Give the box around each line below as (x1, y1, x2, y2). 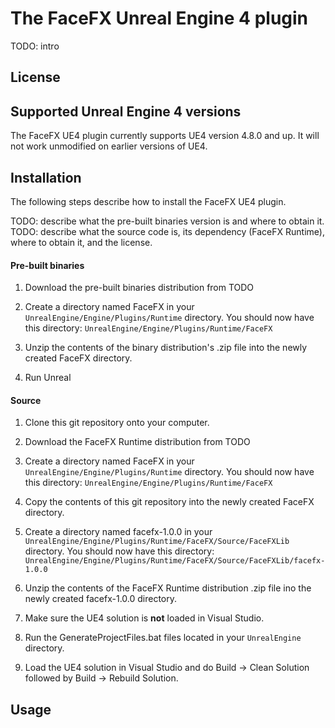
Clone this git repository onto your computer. (24, 417, 210, 429)
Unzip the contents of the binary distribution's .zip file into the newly (24, 342, 308, 354)
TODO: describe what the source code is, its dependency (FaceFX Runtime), (10, 225, 325, 237)
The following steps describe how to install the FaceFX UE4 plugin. (10, 195, 287, 207)
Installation (10, 169, 82, 186)
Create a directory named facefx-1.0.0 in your (24, 526, 213, 538)
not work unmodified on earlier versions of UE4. (10, 140, 208, 152)
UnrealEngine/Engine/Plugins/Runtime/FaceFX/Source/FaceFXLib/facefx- (24, 556, 326, 566)
